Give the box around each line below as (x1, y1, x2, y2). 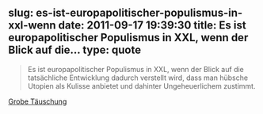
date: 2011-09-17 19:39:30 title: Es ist (58, 19, 247, 32)
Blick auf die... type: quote (8, 44, 141, 57)
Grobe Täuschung (8, 97, 67, 106)
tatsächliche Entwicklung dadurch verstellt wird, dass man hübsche (27, 73, 248, 82)
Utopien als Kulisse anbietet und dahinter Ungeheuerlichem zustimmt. (27, 81, 256, 90)
